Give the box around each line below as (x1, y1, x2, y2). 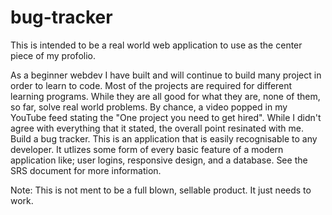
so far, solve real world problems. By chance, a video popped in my (10, 101, 288, 113)
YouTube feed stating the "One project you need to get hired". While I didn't (10, 111, 322, 123)
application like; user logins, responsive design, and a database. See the (10, 154, 308, 166)
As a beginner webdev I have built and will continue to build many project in (10, 69, 322, 81)
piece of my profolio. (10, 49, 96, 61)
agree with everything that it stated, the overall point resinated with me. (10, 122, 304, 134)
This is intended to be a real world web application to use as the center (10, 39, 303, 51)
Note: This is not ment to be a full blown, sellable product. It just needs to (10, 184, 312, 196)
